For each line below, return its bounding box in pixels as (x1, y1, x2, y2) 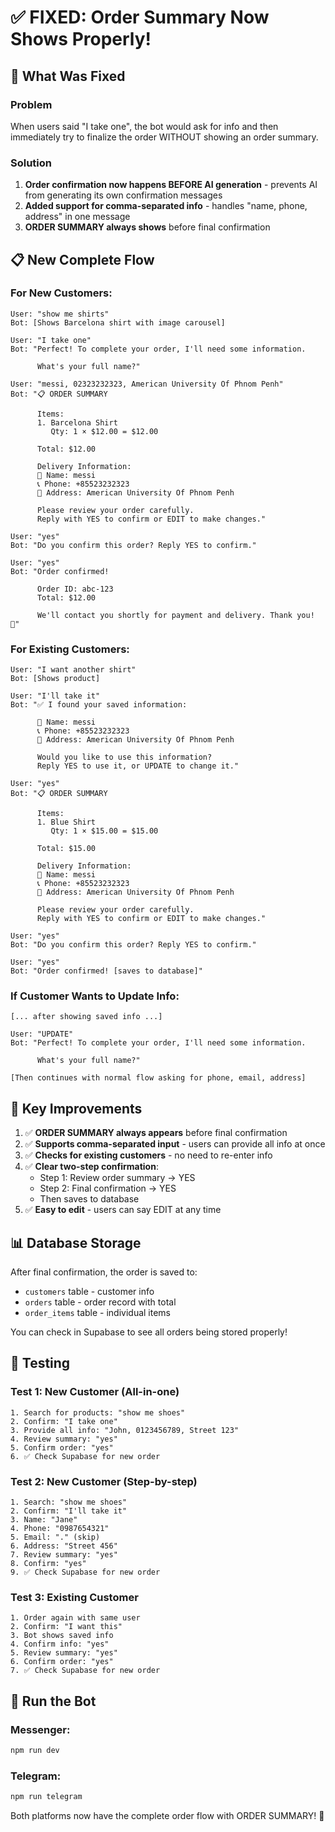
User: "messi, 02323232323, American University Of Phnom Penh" (10, 379, 284, 389)
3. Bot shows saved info (10, 1631, 114, 1641)
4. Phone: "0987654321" (10, 1524, 110, 1534)
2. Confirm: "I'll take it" (10, 1506, 128, 1516)
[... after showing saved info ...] (10, 1012, 163, 1022)
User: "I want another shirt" (10, 665, 137, 675)
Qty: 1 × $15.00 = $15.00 (50, 826, 159, 836)
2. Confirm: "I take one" (10, 1416, 118, 1426)
